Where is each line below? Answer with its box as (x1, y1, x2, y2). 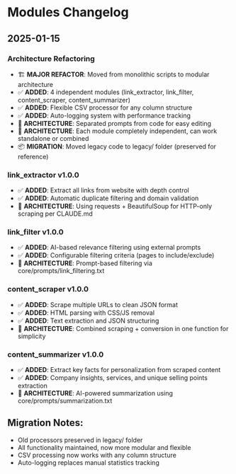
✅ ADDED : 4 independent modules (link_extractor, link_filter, (17, 88, 194, 96)
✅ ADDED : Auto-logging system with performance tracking (17, 111, 191, 120)
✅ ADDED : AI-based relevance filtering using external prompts (17, 243, 201, 252)
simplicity (17, 332, 46, 340)
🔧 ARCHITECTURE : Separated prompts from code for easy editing (17, 119, 211, 127)
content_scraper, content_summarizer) (17, 96, 131, 104)
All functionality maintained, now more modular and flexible (17, 443, 191, 451)
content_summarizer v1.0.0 (7, 349, 104, 359)
